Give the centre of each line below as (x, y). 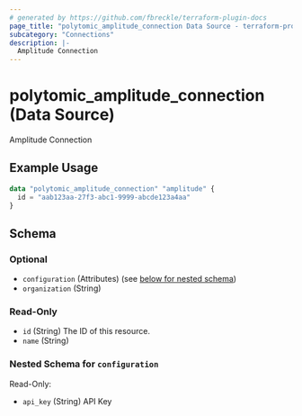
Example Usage (54, 168)
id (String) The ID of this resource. (86, 331)
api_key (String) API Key (67, 401)
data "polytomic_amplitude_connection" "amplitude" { (112, 189)
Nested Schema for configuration (84, 364)
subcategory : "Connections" (62, 34)
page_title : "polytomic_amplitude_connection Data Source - (124, 26)
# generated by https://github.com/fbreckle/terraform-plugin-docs (138, 18)
